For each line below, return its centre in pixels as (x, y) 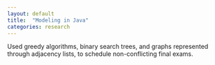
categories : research (39, 27)
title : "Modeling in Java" (48, 20)
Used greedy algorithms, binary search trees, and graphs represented (108, 47)
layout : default (31, 14)
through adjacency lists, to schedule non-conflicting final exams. (100, 54)
